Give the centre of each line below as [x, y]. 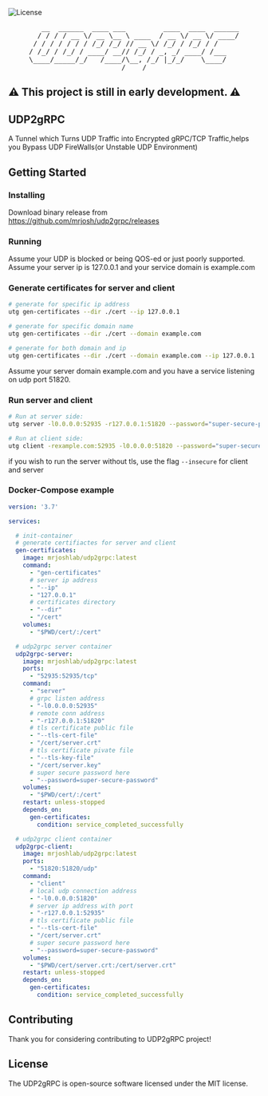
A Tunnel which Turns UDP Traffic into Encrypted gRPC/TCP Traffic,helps [129, 139]
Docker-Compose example [61, 490]
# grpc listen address [67, 698]
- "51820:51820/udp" [63, 869]
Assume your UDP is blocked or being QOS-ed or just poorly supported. [127, 259]
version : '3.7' [33, 507]
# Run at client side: [46, 438]
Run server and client [51, 400]
